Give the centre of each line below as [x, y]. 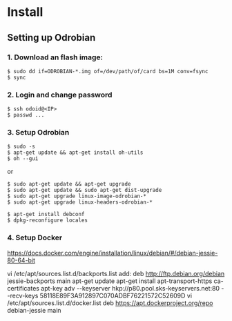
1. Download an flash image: [55, 57]
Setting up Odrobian [51, 38]
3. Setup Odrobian [38, 133]
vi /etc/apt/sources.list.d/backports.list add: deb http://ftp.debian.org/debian [116, 273]
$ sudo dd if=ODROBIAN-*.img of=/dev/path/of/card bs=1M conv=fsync [108, 71]
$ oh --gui [23, 159]
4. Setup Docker [35, 237]
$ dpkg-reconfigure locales [48, 221]
